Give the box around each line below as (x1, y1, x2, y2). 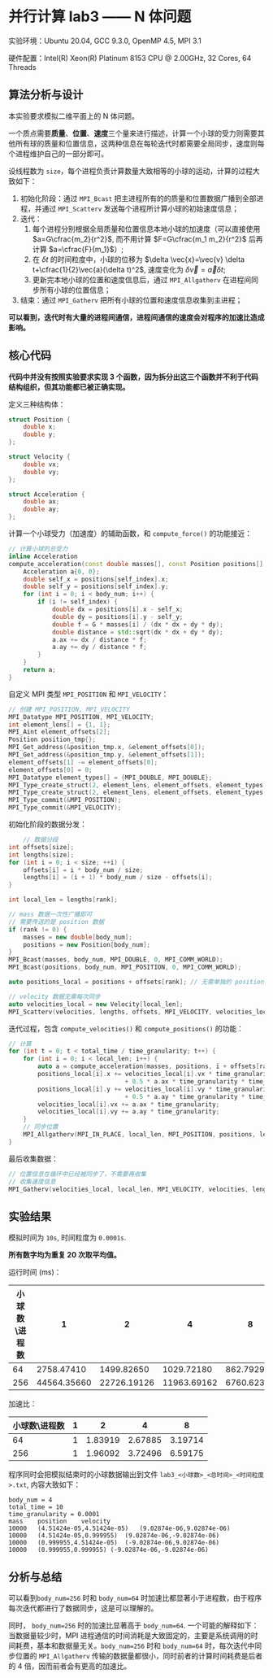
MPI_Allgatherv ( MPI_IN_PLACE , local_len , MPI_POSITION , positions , (23, 1131, 256, 1139)
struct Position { (8, 416, 71, 424)
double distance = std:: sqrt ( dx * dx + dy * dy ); (51, 628, 223, 636)
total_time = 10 (8, 1503, 63, 1511)
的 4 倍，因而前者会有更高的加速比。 (8, 1661, 132, 1671)
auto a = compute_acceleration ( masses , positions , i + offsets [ (37, 1062, 260, 1070)
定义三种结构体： (8, 399, 66, 409)
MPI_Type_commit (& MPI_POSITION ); (8, 796, 122, 804)
